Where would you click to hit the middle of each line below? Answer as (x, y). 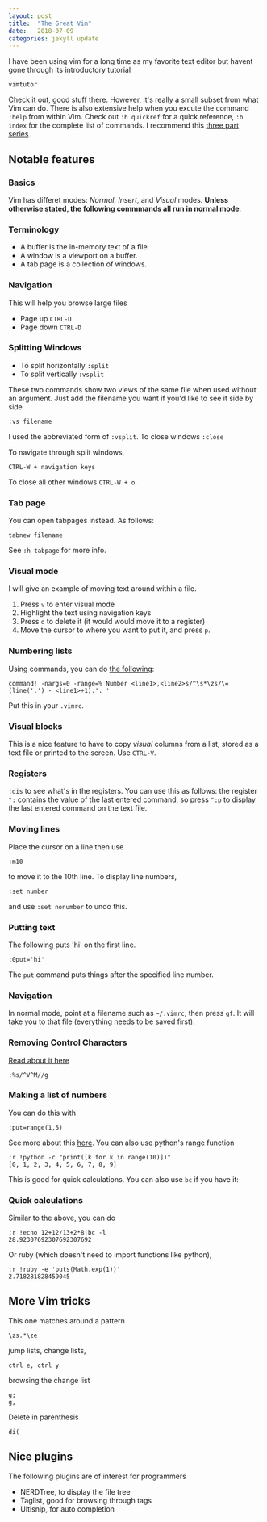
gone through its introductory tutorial (70, 70)
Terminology (34, 229)
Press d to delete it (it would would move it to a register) (113, 622)
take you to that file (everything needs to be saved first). (102, 1021)
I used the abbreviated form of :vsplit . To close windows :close (116, 436)
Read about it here (39, 1060)
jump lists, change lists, (47, 1350)
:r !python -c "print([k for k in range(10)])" (90, 1157)
